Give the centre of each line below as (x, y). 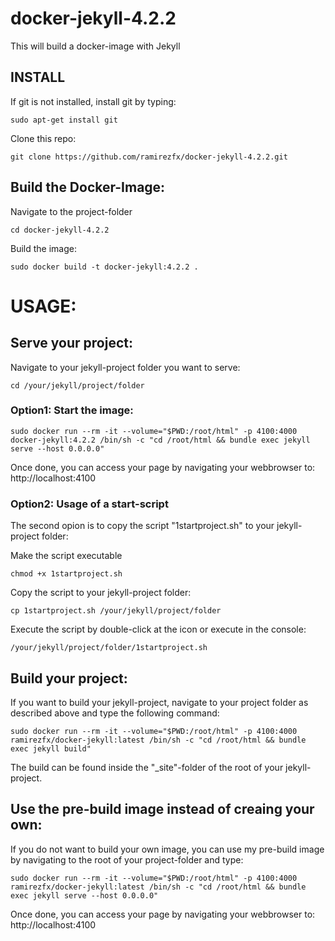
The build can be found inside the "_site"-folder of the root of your (147, 767)
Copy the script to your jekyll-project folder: (101, 593)
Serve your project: (71, 343)
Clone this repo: (43, 138)
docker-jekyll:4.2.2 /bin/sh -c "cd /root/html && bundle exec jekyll (160, 440)
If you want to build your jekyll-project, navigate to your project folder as (159, 702)
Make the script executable (66, 556)
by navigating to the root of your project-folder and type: (127, 859)
